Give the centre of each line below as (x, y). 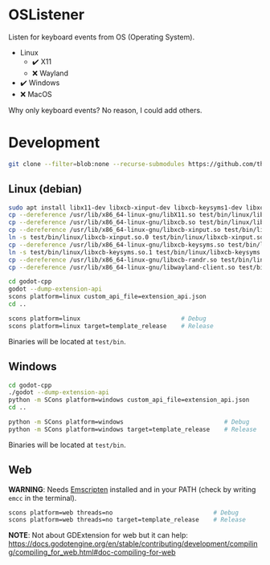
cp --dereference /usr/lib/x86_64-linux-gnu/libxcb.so (102, 222)
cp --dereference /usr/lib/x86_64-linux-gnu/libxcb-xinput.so (115, 230)
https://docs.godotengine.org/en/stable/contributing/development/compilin (133, 544)
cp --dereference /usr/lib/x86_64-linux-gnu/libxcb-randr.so (113, 260)
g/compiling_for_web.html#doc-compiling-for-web (92, 552)
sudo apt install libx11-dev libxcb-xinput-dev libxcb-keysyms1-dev (125, 207)
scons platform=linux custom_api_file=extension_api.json (107, 297)
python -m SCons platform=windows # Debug (129, 422)
